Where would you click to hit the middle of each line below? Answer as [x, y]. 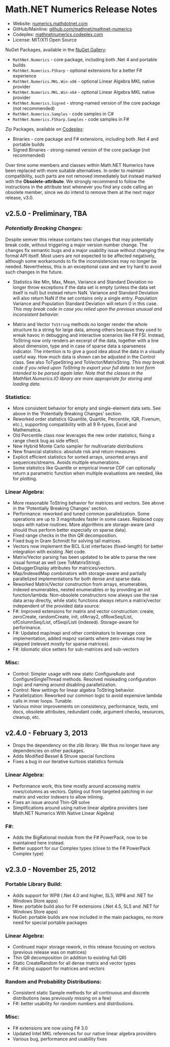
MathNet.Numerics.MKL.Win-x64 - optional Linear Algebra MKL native [84, 92]
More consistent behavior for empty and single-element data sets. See [87, 408]
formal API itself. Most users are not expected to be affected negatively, [80, 256]
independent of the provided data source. [56, 606]
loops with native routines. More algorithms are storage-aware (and [83, 525]
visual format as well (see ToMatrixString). [57, 563]
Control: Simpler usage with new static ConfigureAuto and [74, 674]
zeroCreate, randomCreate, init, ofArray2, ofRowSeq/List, [73, 617]
